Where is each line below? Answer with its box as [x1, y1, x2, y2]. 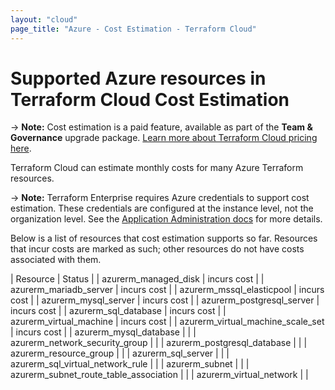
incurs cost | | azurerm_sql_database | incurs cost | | [10, 305, 227, 317]
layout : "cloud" [10, 14, 78, 25]
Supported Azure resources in [10, 67, 267, 90]
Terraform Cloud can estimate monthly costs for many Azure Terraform [10, 162, 304, 174]
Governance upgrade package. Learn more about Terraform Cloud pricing [10, 132, 318, 144]
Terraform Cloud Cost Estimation [10, 88, 290, 111]
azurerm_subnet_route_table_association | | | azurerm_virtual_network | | [10, 369, 309, 381]
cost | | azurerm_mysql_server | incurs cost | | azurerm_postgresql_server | [10, 294, 320, 306]
